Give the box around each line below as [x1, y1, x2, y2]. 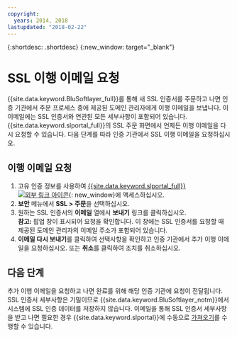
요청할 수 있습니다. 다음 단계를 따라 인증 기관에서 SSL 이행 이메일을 [14, 130, 200, 139]
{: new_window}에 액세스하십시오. [68, 190, 165, 199]
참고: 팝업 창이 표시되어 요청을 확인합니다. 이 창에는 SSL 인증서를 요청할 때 [17, 217, 225, 226]
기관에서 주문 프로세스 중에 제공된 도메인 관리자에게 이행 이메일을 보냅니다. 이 [14, 103, 229, 112]
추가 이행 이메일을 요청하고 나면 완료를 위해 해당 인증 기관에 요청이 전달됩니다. [7, 286, 224, 295]
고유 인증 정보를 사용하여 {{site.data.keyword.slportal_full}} [17, 182, 186, 190]
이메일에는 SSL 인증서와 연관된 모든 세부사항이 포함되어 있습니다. [7, 113, 188, 121]
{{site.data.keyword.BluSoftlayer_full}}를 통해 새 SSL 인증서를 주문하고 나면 [7, 95, 221, 103]
